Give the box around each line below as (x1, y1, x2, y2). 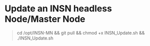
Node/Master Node (4, 13, 85, 25)
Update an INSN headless (4, 3, 112, 14)
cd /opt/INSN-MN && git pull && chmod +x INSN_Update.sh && (16, 30, 145, 36)
